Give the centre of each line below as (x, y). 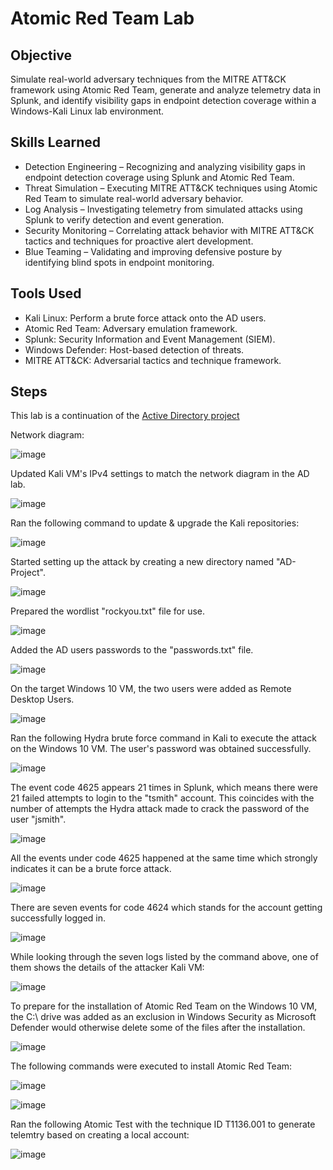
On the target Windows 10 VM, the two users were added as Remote (151, 689)
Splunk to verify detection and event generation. (124, 219)
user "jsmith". (38, 819)
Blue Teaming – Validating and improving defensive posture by (153, 251)
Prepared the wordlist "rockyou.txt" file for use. (108, 611)
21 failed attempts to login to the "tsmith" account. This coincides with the (162, 798)
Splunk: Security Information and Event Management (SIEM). (150, 339)
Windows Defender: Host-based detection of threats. (134, 349)
